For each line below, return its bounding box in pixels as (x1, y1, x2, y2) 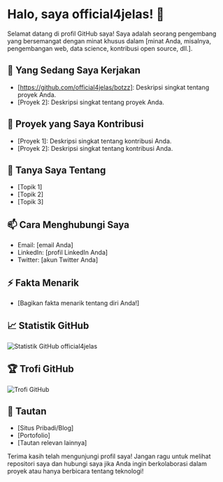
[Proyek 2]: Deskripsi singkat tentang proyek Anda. (17, 98, 164, 106)
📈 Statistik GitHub (7, 320, 89, 332)
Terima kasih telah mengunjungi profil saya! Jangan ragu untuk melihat (7, 452, 211, 460)
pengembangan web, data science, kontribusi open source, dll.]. (7, 44, 193, 52)
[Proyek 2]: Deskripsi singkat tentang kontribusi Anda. (17, 144, 173, 152)
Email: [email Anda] (17, 241, 73, 249)
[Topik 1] (17, 183, 43, 191)
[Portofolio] (17, 431, 50, 439)
